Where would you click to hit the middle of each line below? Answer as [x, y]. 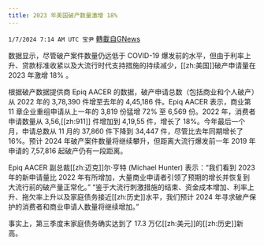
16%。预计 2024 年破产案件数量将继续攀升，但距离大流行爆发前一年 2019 [128, 141]
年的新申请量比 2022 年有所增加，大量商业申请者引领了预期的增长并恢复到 [129, 177]
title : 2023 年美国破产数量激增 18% [63, 15]
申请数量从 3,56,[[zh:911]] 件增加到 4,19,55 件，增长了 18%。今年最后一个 [127, 121]
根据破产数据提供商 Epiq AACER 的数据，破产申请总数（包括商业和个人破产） [132, 92]
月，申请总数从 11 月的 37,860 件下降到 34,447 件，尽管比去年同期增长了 [126, 131]
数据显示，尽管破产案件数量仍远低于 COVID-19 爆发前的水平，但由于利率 [126, 55]
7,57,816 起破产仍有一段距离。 [79, 151]
